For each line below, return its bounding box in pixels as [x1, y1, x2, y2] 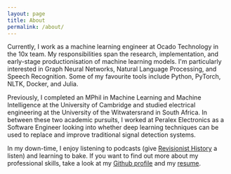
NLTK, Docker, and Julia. [7, 80, 79, 88]
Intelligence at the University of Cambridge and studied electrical [7, 101, 196, 109]
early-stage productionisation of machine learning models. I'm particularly [7, 58, 223, 66]
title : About [7, 17, 46, 24]
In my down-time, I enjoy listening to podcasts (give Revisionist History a [7, 145, 218, 153]
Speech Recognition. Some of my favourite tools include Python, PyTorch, [7, 72, 221, 81]
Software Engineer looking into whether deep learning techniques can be [7, 123, 219, 132]
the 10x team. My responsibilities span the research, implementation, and [7, 50, 219, 58]
